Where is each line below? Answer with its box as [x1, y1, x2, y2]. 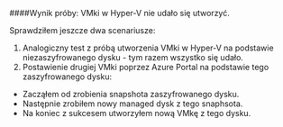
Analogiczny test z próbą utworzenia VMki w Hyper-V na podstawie [22, 42, 274, 53]
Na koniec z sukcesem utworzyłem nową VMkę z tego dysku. [22, 108, 251, 118]
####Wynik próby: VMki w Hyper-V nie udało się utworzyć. [9, 8, 230, 18]
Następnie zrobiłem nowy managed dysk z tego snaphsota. [22, 98, 243, 109]
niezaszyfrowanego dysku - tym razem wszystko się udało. [22, 52, 243, 62]
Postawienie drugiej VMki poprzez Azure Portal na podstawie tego [22, 62, 269, 72]
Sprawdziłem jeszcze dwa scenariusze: [9, 25, 156, 35]
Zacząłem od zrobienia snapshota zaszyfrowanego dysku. [22, 89, 240, 99]
